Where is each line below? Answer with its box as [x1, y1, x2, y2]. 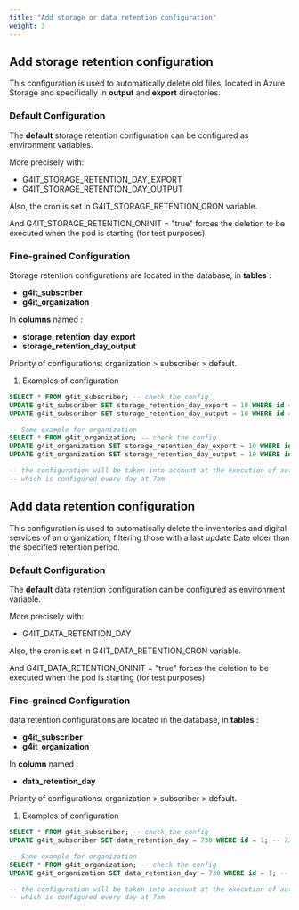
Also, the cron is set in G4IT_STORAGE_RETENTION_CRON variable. [9, 201, 258, 211]
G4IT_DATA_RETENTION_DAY [21, 627, 132, 638]
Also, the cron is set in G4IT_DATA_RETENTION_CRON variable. [9, 645, 242, 656]
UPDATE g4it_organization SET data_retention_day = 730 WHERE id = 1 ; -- [9, 868, 289, 878]
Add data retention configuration [9, 499, 196, 514]
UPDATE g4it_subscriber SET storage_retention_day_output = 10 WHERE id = [9, 409, 293, 418]
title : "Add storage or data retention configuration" [9, 12, 217, 22]
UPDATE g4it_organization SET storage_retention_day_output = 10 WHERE [9, 450, 280, 459]
